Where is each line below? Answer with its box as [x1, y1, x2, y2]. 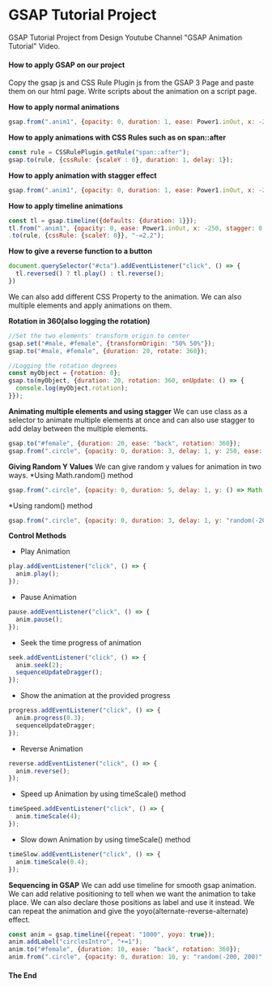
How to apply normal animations [8, 102, 120, 112]
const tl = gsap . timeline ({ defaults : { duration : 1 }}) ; [8, 217, 198, 225]
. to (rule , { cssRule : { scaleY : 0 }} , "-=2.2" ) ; [8, 231, 165, 240]
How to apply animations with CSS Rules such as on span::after [8, 132, 227, 143]
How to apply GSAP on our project [8, 59, 125, 70]
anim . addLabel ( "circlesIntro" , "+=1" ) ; [8, 937, 143, 946]
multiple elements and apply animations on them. [8, 300, 172, 310]
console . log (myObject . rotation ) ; [15, 384, 129, 393]
